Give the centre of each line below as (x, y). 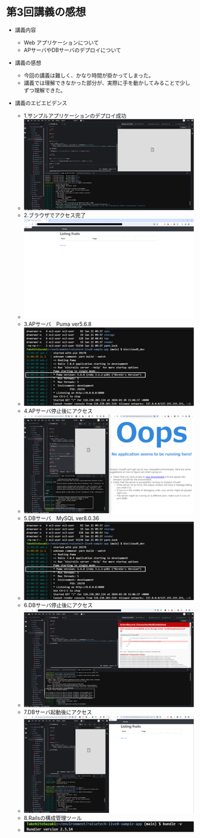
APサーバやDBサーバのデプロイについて (72, 50)
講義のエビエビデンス (41, 103)
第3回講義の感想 (46, 12)
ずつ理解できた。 (45, 90)
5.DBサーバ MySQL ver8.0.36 (61, 518)
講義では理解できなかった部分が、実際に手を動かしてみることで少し (107, 83)
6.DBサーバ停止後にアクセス (58, 605)
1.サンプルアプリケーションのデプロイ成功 (75, 115)
